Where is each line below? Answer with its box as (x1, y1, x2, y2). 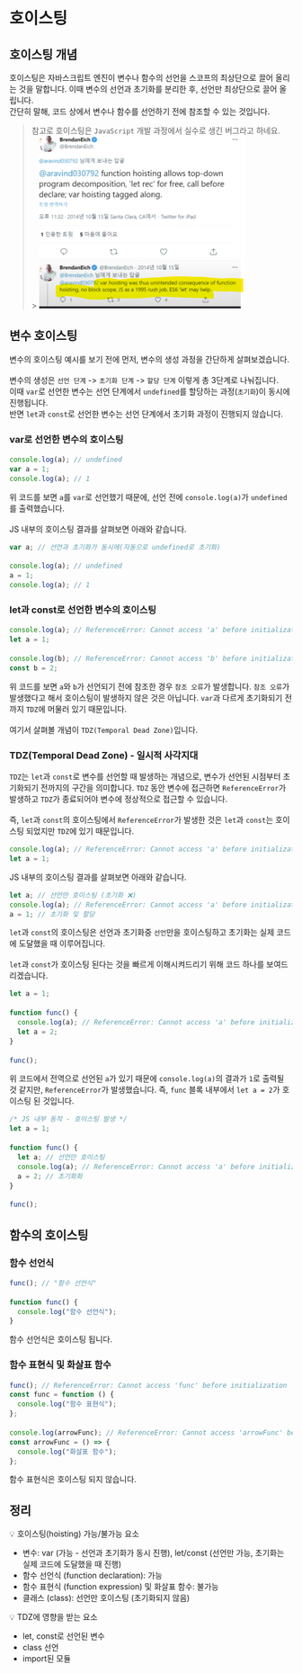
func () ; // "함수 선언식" (9, 1278, 97, 1287)
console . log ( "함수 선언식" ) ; (17, 1307, 117, 1316)
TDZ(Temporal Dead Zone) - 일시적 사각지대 (9, 748, 199, 761)
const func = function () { (9, 1391, 115, 1400)
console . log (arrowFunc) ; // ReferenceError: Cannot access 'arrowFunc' (9, 1427, 283, 1437)
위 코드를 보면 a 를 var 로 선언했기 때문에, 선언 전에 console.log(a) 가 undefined (9, 491, 288, 502)
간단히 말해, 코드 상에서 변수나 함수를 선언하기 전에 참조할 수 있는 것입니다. (9, 106, 271, 117)
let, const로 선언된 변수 (22, 1631, 105, 1642)
